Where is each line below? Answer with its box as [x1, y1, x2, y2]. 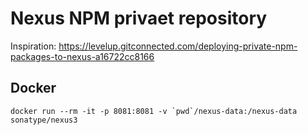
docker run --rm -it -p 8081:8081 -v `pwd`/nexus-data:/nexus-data [10, 106, 298, 116]
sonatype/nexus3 [10, 115, 78, 125]
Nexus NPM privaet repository [10, 7, 268, 30]
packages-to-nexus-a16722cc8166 [10, 50, 155, 62]
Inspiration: [10, 40, 57, 52]
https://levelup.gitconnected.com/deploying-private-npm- [58, 40, 298, 52]
